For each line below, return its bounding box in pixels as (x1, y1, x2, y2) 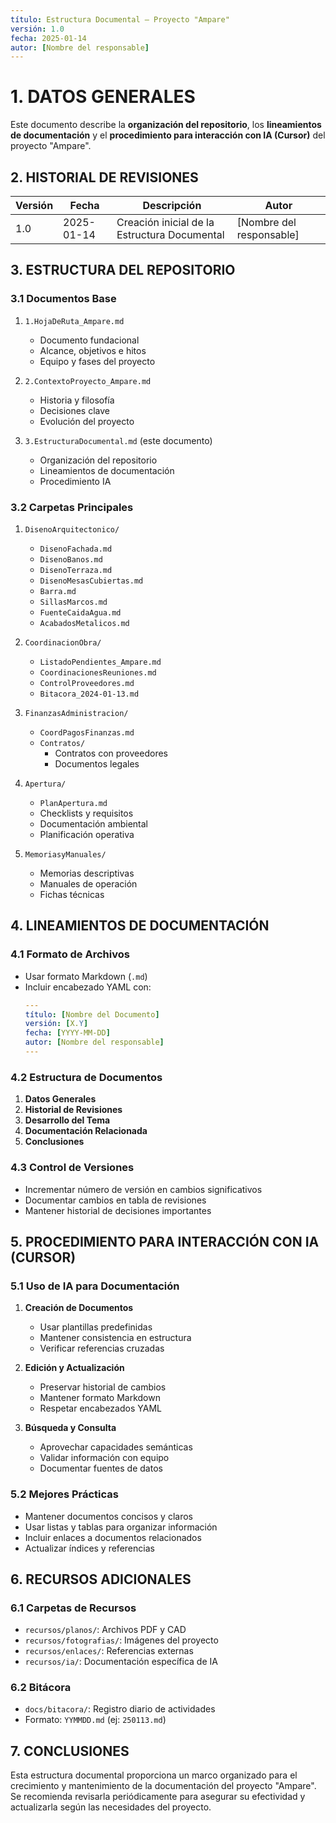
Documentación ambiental (39, 817, 148, 830)
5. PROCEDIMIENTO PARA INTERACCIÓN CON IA (10, 1233, 320, 1250)
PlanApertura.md (39, 798, 108, 808)
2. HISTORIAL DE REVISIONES (10, 169, 199, 186)
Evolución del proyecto (39, 415, 135, 427)
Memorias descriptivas (39, 867, 135, 879)
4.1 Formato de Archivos (10, 947, 130, 961)
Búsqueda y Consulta (24, 1422, 117, 1434)
